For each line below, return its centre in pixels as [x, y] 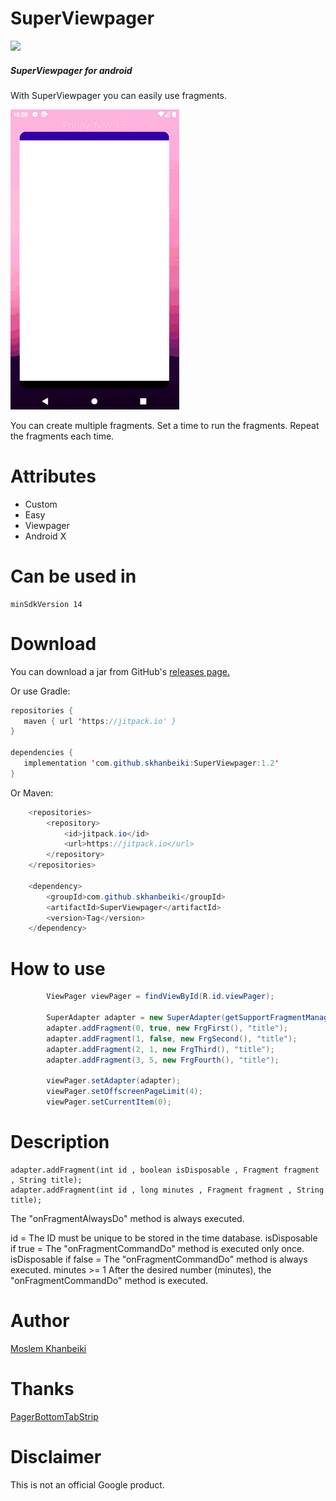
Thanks [42, 1388]
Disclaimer [56, 1456]
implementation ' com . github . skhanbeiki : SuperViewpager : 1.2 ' [151, 763]
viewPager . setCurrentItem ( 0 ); [109, 1102]
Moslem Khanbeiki [48, 1348]
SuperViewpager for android [71, 70]
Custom [41, 504]
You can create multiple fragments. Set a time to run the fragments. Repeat [165, 425]
